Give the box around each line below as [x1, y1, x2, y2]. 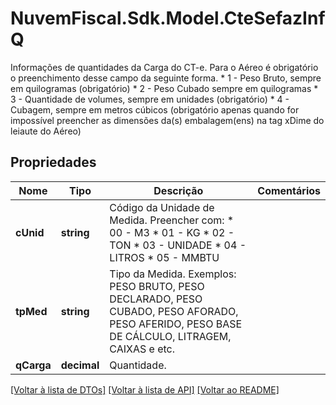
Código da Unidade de [109, 200, 215, 214]
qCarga [15, 358, 52, 372]
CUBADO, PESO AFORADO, [109, 304, 239, 318]
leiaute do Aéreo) [10, 125, 82, 137]
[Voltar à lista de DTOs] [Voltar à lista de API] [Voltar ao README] [10, 383, 280, 396]
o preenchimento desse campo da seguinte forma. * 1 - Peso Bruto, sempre [10, 72, 322, 84]
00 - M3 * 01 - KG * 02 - [109, 225, 235, 239]
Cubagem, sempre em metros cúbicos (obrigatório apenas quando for [10, 103, 300, 116]
